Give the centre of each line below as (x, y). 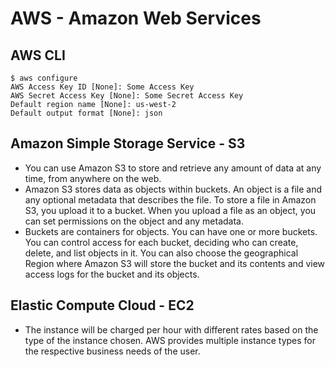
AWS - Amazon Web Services (136, 18)
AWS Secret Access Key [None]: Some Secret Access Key (127, 96)
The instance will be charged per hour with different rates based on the (171, 329)
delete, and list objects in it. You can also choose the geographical (161, 253)
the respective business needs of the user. (112, 351)
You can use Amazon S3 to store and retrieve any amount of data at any (173, 168)
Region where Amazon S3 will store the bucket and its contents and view (175, 263)
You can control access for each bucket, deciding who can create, (161, 242)
